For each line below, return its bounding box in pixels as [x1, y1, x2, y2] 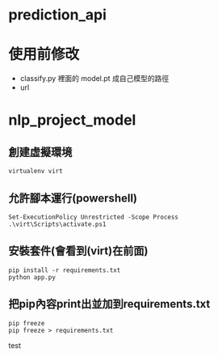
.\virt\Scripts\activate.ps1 [8, 220, 107, 228]
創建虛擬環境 [8, 145, 73, 159]
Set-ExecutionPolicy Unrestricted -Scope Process [8, 213, 179, 221]
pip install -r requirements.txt [8, 266, 121, 274]
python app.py [8, 273, 57, 281]
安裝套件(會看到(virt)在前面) [8, 244, 149, 258]
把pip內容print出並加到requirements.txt [8, 297, 211, 311]
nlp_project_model [8, 111, 136, 130]
